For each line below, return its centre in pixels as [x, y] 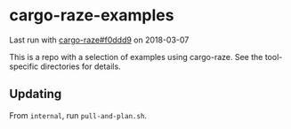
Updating [36, 94]
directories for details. [81, 66]
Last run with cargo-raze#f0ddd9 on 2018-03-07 [99, 40]
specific [24, 66]
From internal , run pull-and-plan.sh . [78, 115]
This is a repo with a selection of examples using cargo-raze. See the [136, 57]
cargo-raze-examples [92, 15]
